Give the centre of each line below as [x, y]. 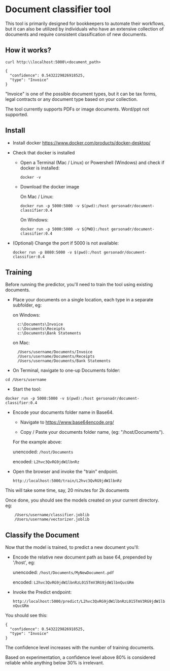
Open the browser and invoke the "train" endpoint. [65, 471]
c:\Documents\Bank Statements [49, 333]
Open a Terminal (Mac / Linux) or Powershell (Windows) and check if [92, 162]
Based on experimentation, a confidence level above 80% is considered [80, 657]
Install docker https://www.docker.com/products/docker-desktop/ [81, 143]
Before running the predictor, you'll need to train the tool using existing [79, 285]
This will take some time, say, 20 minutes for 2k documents [67, 490]
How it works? [28, 50]
